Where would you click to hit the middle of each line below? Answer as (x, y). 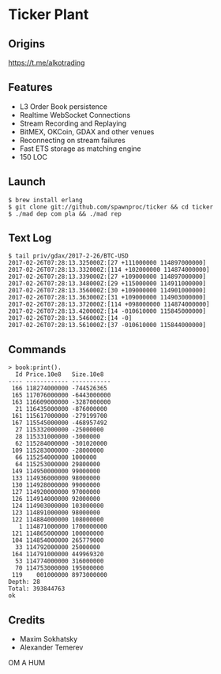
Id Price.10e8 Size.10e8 (60, 375)
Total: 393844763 (37, 589)
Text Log (30, 238)
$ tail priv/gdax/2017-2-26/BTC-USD (68, 256)
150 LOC (34, 156)
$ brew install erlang (45, 200)
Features (30, 87)
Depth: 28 (24, 582)
